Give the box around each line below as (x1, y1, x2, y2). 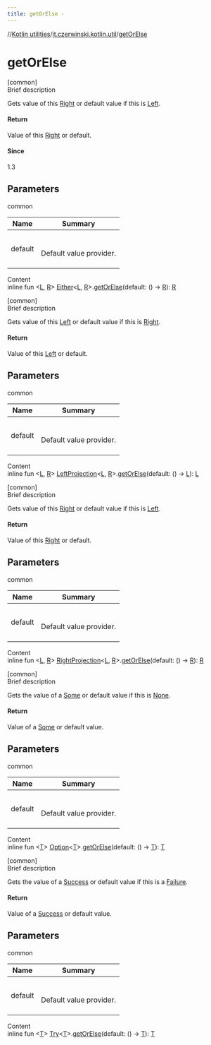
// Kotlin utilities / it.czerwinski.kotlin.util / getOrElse (7, 30, 148, 38)
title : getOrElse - (7, 10, 65, 18)
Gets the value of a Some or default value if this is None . (7, 691, 171, 699)
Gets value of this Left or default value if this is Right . (7, 317, 160, 326)
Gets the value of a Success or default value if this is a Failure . (7, 877, 188, 886)
